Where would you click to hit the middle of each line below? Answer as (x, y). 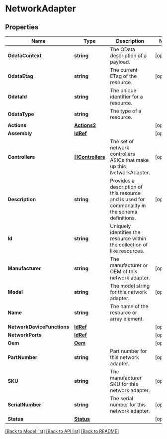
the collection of (129, 245)
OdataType (21, 114)
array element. (127, 319)
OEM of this (124, 272)
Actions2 (85, 125)
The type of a (126, 111)
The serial (122, 398)
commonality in (128, 206)
